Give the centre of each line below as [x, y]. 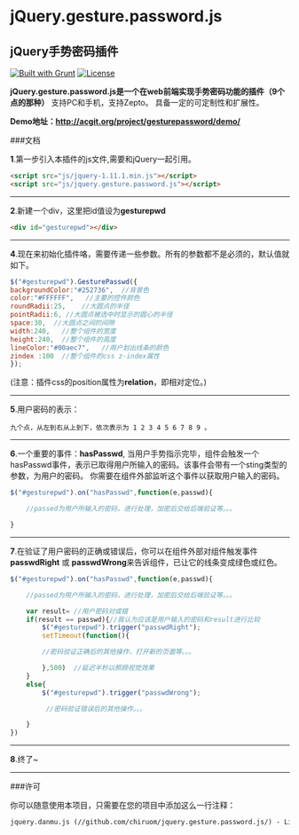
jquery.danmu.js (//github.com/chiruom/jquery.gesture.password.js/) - [145, 823]
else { [36, 684]
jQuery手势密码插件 [64, 51]
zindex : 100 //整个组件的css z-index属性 [85, 356]
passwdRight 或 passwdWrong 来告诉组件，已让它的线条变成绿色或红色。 [146, 562]
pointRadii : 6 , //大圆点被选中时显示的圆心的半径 [91, 315]
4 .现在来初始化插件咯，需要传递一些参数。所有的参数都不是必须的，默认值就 [150, 254]
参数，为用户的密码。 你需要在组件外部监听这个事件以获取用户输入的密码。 [147, 476]
